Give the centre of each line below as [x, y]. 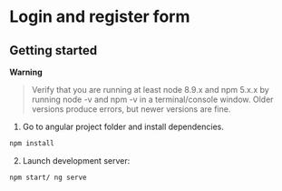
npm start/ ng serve [49, 177]
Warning [26, 72]
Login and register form [100, 17]
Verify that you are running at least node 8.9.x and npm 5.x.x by [150, 90]
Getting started [53, 50]
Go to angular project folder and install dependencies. [123, 126]
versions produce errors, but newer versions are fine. [131, 109]
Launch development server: [76, 160]
